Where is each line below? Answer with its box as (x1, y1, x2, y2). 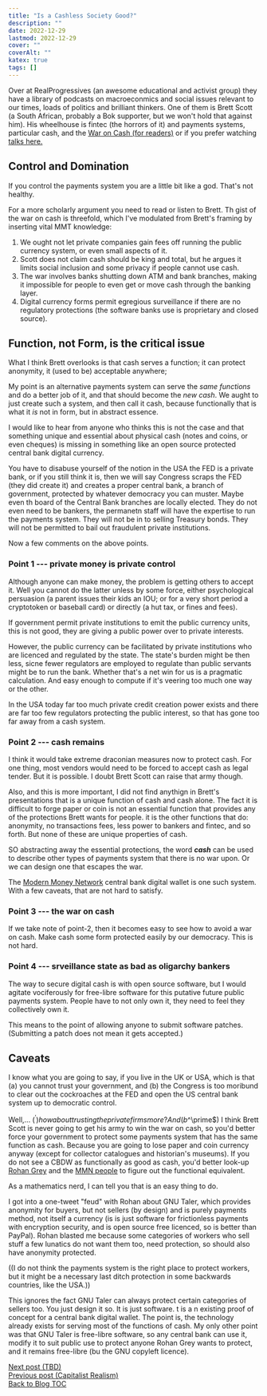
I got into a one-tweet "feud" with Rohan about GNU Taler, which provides (8, 1197, 251, 1207)
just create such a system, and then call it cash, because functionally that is (8, 399, 257, 408)
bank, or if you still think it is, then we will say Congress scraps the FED (8, 472, 242, 482)
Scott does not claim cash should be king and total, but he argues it (19, 254, 241, 264)
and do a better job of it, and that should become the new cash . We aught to (8, 391, 259, 400)
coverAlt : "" (8, 49, 52, 57)
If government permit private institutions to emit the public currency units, (8, 617, 250, 627)
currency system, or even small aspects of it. (19, 245, 168, 256)
